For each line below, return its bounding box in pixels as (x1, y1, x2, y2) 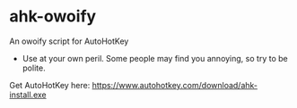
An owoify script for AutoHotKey (9, 36, 129, 46)
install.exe (9, 89, 47, 100)
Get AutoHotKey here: (9, 79, 91, 90)
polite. (22, 62, 47, 73)
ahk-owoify (9, 6, 97, 27)
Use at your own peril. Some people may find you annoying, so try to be (22, 53, 289, 63)
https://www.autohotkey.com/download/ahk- (92, 79, 258, 90)
